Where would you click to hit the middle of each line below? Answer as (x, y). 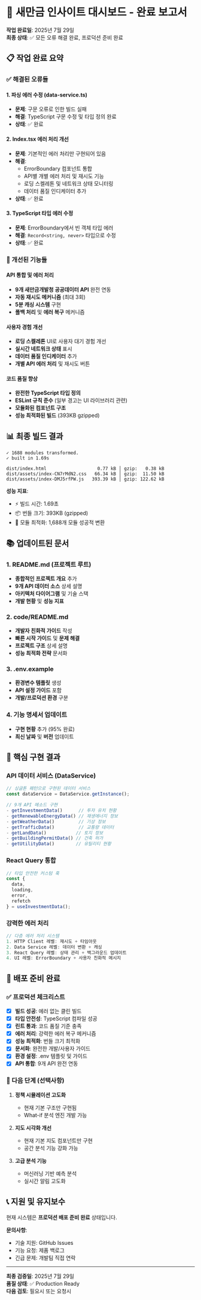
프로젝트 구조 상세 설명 (41, 646)
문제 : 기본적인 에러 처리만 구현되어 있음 (60, 153)
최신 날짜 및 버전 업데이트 (44, 736)
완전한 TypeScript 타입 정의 (48, 393)
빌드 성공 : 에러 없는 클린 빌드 (48, 1011)
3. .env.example (30, 669)
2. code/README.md (37, 616)
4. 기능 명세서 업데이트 (37, 715)
